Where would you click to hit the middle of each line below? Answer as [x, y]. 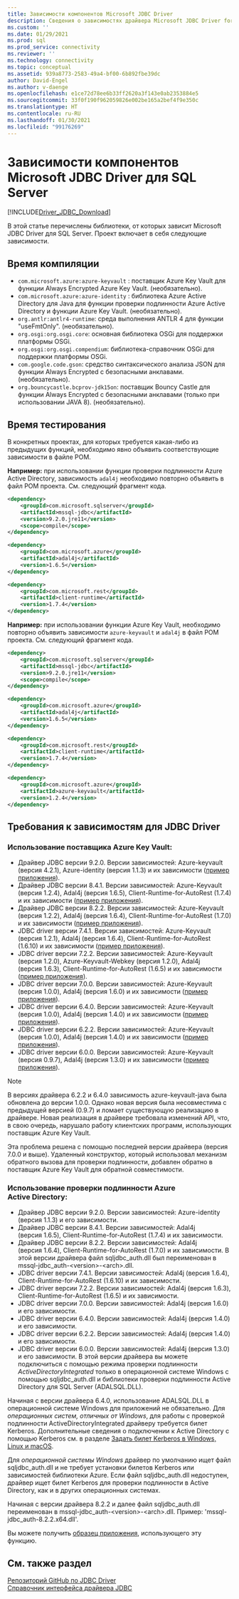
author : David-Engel [38, 80]
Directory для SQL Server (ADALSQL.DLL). [80, 1387]
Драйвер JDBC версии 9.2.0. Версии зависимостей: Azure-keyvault [120, 863]
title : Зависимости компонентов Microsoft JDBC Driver [90, 14]
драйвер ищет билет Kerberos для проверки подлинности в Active [108, 1483]
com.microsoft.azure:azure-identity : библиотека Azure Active [112, 296]
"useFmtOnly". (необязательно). [66, 326]
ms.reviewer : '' [31, 54]
